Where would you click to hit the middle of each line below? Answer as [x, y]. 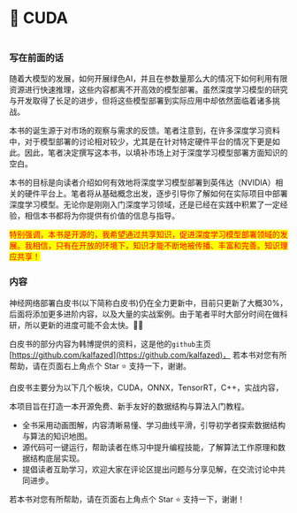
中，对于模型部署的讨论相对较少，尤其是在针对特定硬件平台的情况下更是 [141, 142]
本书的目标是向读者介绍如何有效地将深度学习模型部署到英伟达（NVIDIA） [142, 183]
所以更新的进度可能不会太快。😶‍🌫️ [84, 325]
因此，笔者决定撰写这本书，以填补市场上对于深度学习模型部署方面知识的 [156, 153]
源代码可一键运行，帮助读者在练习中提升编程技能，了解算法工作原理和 [150, 447]
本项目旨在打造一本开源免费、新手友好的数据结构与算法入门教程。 [129, 406]
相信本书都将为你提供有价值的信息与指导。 [102, 216]
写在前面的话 [37, 57]
